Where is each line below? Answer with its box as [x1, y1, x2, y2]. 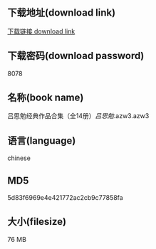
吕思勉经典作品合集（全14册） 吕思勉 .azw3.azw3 [7, 112, 150, 120]
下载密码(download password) [7, 50, 145, 62]
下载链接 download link [7, 27, 76, 36]
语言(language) [7, 134, 76, 147]
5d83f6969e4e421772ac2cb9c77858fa [7, 194, 123, 202]
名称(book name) [7, 92, 84, 104]
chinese [7, 154, 31, 162]
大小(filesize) [7, 216, 66, 228]
